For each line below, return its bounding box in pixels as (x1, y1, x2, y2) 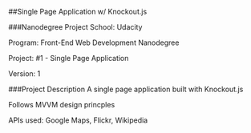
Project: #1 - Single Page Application (8, 54, 129, 62)
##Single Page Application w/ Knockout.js (8, 7, 148, 16)
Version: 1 (8, 69, 41, 79)
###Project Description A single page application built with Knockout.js (8, 84, 244, 94)
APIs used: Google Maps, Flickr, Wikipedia (8, 115, 148, 125)
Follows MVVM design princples (8, 100, 115, 109)
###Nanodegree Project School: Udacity (8, 22, 143, 31)
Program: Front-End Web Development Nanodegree (8, 38, 180, 47)
